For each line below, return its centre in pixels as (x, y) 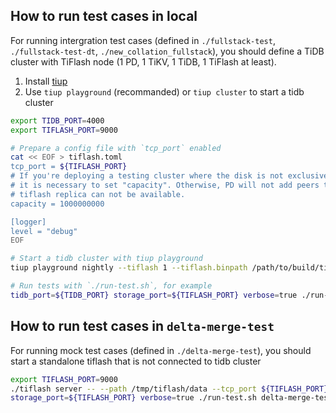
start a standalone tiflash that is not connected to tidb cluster (136, 361)
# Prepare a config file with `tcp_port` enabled (116, 148)
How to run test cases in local (104, 16)
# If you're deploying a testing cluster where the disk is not (147, 176)
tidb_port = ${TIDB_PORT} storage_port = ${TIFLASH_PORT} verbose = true (154, 295)
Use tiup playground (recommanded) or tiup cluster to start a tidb (164, 91)
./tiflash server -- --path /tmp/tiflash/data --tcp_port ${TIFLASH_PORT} (169, 389)
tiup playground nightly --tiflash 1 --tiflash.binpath (129, 268)
